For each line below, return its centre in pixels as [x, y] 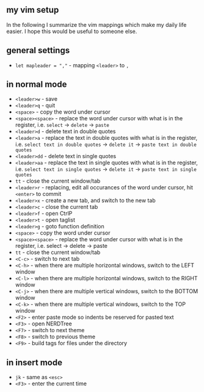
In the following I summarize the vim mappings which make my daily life [97, 24]
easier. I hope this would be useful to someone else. [72, 31]
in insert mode [35, 362]
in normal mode [37, 85]
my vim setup [33, 10]
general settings [38, 50]
